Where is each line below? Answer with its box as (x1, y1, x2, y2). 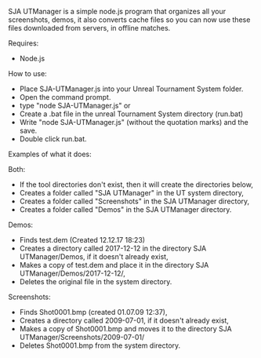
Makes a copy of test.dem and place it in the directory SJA (19, 261, 209, 269)
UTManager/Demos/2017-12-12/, (19, 268, 125, 278)
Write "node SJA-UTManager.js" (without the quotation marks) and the (19, 118, 248, 126)
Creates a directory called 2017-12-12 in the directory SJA (19, 243, 207, 253)
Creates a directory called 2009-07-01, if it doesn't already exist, (19, 316, 230, 325)
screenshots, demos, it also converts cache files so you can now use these (8, 15, 251, 24)
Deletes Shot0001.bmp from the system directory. (19, 341, 181, 350)
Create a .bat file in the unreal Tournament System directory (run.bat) (19, 109, 244, 119)
